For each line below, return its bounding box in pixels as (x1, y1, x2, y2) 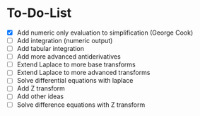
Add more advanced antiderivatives (16, 52, 121, 61)
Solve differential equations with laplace (16, 76, 134, 85)
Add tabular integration (16, 45, 84, 53)
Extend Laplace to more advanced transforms (16, 69, 151, 77)
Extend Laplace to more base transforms (16, 60, 136, 69)
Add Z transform (16, 84, 65, 93)
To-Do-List (6, 5, 72, 21)
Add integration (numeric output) (16, 37, 113, 45)
